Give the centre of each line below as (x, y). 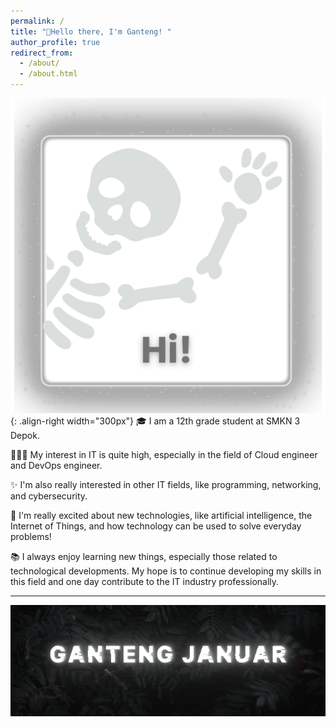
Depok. (25, 435)
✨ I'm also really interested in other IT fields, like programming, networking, (166, 484)
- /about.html (48, 74)
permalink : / (37, 21)
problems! (31, 536)
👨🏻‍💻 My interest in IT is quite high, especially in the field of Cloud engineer (164, 454)
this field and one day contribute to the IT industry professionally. (145, 581)
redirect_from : (42, 53)
